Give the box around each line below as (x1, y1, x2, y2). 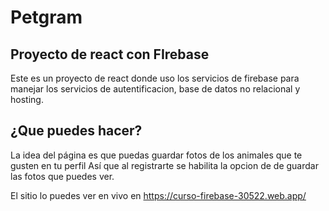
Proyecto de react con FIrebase (10, 46, 210, 63)
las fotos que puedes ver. (10, 170, 115, 182)
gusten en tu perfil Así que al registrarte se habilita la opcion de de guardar (10, 159, 319, 171)
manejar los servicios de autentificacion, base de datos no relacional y (10, 83, 301, 95)
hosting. (10, 94, 44, 105)
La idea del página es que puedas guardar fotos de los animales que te (10, 149, 303, 161)
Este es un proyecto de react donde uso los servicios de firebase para (10, 72, 300, 84)
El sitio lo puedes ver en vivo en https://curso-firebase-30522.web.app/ (10, 189, 307, 201)
